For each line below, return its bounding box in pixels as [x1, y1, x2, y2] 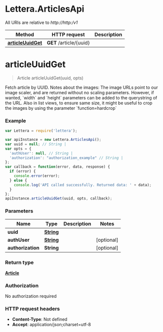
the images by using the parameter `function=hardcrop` [5, 105, 117, 111]
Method [15, 31, 34, 38]
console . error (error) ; [14, 174, 60, 178]
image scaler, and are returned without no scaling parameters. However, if [5, 89, 154, 96]
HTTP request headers [5, 306, 60, 312]
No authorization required [5, 293, 57, 299]
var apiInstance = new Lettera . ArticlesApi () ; [5, 137, 102, 142]
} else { [9, 178, 27, 183]
